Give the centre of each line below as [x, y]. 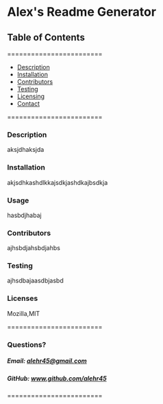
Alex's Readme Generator [81, 12]
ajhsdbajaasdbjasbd [35, 281]
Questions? [27, 344]
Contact [28, 103]
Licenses [23, 298]
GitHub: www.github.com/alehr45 [57, 378]
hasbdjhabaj [25, 215]
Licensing [31, 96]
